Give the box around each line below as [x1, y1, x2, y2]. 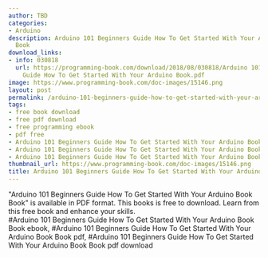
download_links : [8, 49, 62, 57]
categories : [8, 19, 48, 27]
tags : [8, 101, 26, 109]
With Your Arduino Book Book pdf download [8, 240, 154, 250]
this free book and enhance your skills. [8, 207, 136, 216]
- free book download [8, 109, 81, 117]
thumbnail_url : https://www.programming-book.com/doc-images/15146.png [8, 161, 251, 169]
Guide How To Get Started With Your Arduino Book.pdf [22, 71, 205, 79]
